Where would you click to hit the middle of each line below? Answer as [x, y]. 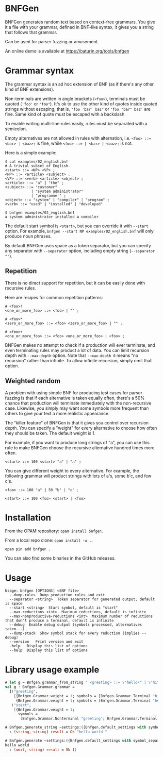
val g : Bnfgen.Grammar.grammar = [40, 687]
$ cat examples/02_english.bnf [37, 161]
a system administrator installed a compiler [52, 217]
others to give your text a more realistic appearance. [57, 413]
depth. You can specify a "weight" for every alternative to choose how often [81, 428]
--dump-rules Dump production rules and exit [57, 595]
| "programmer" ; [49, 195]
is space [14, 604]
